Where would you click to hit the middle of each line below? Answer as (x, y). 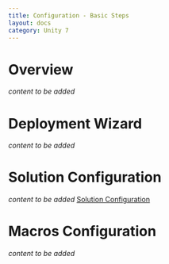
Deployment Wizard (75, 123)
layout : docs (30, 23)
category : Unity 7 (38, 30)
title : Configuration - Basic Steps (69, 15)
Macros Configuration (83, 231)
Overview (41, 69)
